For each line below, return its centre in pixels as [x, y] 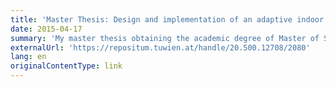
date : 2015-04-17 [46, 29]
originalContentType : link [66, 66]
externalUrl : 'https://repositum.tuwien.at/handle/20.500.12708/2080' [160, 47]
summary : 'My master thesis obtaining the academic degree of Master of [165, 38]
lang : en [28, 57]
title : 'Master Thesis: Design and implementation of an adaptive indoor [167, 19]
